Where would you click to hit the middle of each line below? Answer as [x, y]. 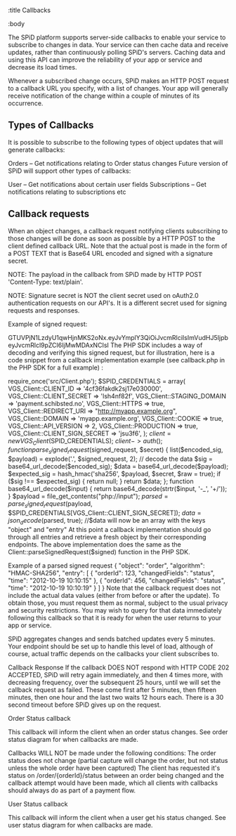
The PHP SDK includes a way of [157, 345]
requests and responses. [44, 310]
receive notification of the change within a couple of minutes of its [104, 96]
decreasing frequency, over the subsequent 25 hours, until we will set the [114, 682]
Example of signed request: [48, 324]
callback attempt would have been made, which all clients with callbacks [113, 783]
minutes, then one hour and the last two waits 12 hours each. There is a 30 [116, 697]
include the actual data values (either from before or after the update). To [114, 595]
